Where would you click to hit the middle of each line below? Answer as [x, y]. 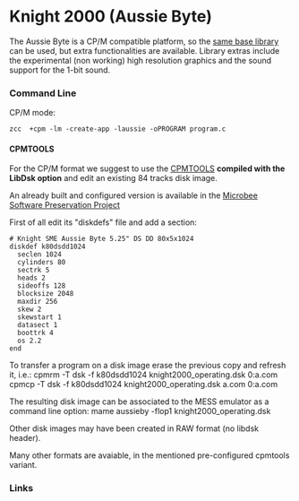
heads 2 [32, 278]
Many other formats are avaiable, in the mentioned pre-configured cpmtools [149, 455]
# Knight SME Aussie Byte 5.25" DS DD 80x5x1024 [102, 239]
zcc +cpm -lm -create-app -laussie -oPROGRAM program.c [118, 129]
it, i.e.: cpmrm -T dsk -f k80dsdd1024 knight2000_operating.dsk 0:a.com [144, 375]
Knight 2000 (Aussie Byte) [111, 17]
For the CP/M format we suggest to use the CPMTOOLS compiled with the [147, 168]
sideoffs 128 [42, 286]
